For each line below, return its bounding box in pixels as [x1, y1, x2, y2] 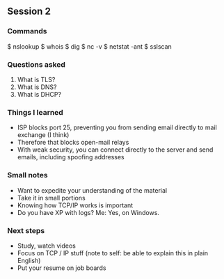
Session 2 [7, 6, 51, 17]
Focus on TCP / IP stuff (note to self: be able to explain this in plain [17, 248, 209, 257]
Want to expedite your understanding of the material [17, 186, 168, 194]
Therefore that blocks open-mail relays [17, 138, 129, 147]
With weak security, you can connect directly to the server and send [17, 145, 214, 154]
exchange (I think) [17, 131, 70, 139]
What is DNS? [17, 83, 57, 91]
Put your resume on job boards [17, 264, 106, 272]
